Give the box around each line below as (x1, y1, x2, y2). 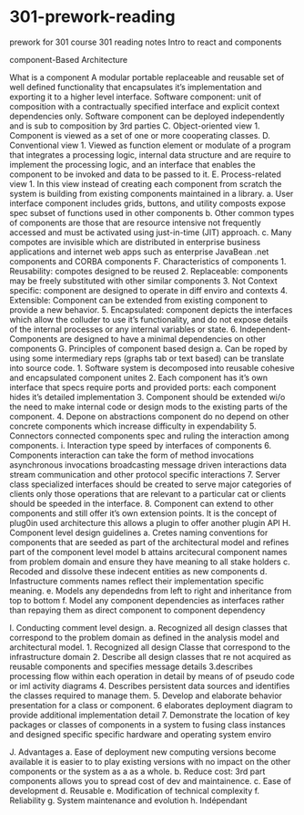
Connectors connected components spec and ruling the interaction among (9, 430, 289, 441)
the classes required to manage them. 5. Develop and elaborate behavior (9, 690, 282, 701)
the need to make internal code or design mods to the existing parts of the (9, 401, 289, 412)
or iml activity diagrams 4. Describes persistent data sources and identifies (9, 680, 290, 691)
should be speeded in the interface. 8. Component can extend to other (9, 498, 274, 509)
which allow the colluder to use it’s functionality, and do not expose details (9, 314, 289, 325)
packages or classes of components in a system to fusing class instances (9, 718, 286, 730)
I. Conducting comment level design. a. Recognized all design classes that (9, 622, 289, 633)
